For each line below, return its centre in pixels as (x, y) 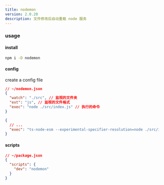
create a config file (24, 80)
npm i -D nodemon (23, 58)
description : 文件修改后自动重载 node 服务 (46, 19)
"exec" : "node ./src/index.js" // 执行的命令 (55, 107)
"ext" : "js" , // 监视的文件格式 (40, 103)
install (11, 47)
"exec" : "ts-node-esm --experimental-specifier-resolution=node (76, 129)
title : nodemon (20, 10)
